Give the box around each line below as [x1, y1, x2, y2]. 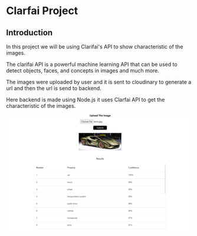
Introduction [6, 28, 53, 38]
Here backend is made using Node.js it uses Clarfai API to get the [6, 96, 165, 103]
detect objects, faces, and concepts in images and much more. [6, 67, 159, 74]
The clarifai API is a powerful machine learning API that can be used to [6, 61, 178, 68]
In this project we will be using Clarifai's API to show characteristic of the [6, 43, 183, 50]
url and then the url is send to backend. [6, 85, 101, 92]
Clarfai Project [6, 4, 78, 18]
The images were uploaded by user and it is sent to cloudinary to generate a [6, 78, 192, 85]
